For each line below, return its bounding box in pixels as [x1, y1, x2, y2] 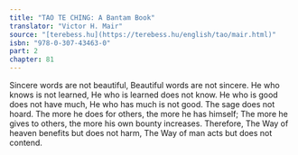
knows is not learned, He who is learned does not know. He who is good [9, 89, 278, 100]
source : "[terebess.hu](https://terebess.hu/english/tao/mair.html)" [9, 30, 277, 39]
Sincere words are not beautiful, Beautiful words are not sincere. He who [9, 80, 280, 90]
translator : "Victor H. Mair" [9, 22, 124, 31]
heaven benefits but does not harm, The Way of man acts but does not [9, 128, 273, 138]
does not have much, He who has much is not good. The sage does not [9, 99, 275, 109]
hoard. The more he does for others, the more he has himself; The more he [9, 109, 289, 119]
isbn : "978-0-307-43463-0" [9, 38, 111, 48]
